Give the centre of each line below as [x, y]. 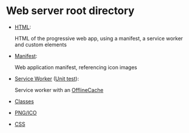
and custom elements [41, 45]
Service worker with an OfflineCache [59, 90]
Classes [24, 101]
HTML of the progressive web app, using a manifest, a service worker [99, 38]
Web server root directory [70, 11]
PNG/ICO [25, 112]
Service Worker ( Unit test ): [47, 79]
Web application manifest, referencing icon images [76, 67]
